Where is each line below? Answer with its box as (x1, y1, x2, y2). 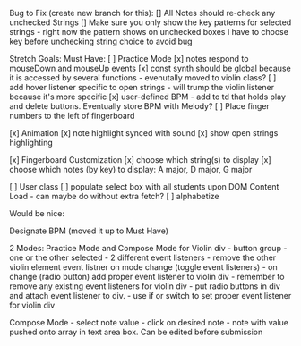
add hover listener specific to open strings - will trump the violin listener (9, 82, 275, 92)
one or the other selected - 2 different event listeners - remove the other (9, 252, 277, 263)
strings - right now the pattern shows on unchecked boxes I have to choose (9, 27, 289, 37)
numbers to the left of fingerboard (9, 111, 135, 121)
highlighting (9, 138, 54, 148)
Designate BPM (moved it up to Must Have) (9, 225, 168, 236)
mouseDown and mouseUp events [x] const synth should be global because (9, 63, 291, 73)
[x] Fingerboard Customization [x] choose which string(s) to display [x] (9, 155, 271, 165)
